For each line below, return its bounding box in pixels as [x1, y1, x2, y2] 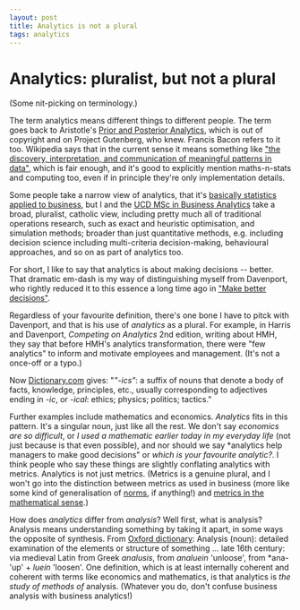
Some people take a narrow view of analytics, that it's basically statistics [9, 190, 278, 201]
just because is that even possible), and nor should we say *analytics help [9, 440, 283, 451]
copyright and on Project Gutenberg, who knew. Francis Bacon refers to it [9, 134, 280, 145]
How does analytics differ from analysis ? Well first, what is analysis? [9, 514, 262, 525]
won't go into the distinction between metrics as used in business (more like [9, 478, 290, 489]
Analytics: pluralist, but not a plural [9, 68, 276, 89]
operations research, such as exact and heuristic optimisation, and [9, 219, 255, 229]
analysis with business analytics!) [9, 590, 133, 601]
